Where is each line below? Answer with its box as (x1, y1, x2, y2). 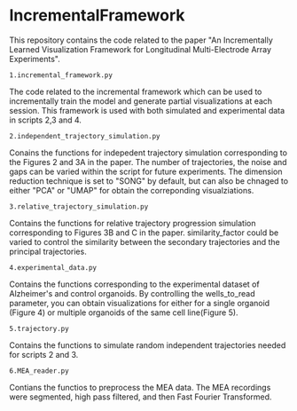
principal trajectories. (9, 246, 87, 257)
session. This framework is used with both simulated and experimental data (9, 105, 285, 115)
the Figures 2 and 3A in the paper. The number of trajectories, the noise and (9, 156, 287, 167)
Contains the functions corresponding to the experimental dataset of (9, 279, 260, 289)
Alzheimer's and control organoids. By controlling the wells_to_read (9, 288, 255, 298)
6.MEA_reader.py (9, 366, 69, 375)
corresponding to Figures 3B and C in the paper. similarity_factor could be (9, 227, 279, 238)
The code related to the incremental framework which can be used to (9, 86, 262, 97)
